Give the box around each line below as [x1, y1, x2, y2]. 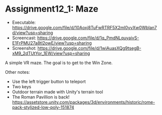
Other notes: [5, 69, 30, 75]
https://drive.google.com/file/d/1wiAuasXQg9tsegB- [37, 45, 142, 51]
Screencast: [12, 35, 36, 41]
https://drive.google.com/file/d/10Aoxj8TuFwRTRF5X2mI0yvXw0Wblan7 [12, 24, 157, 30]
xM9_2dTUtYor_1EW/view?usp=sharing [12, 50, 90, 56]
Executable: [12, 19, 36, 25]
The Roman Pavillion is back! [12, 94, 70, 100]
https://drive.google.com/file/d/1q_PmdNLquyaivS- [37, 35, 139, 41]
